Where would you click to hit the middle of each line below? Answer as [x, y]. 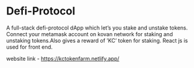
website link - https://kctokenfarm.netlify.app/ [63, 58]
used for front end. [29, 47]
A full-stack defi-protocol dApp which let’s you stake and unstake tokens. [97, 28]
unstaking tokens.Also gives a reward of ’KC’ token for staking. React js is [97, 40]
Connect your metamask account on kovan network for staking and [89, 34]
